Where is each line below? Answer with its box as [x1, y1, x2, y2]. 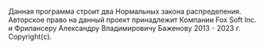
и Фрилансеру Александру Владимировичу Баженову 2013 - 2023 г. [8, 24, 241, 32]
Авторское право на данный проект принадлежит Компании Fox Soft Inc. [8, 15, 257, 24]
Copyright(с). [8, 32, 52, 41]
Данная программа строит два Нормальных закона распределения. [8, 7, 242, 16]
